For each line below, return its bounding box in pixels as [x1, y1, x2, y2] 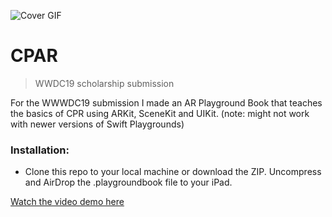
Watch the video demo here [10, 196, 125, 208]
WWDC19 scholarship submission [34, 77, 175, 89]
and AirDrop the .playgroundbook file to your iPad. [24, 176, 233, 189]
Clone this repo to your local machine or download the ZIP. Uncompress [24, 166, 322, 178]
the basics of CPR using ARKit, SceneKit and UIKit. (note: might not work [10, 107, 310, 119]
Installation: [10, 143, 70, 157]
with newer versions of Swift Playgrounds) [10, 118, 185, 130]
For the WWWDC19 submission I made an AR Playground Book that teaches [10, 96, 323, 109]
